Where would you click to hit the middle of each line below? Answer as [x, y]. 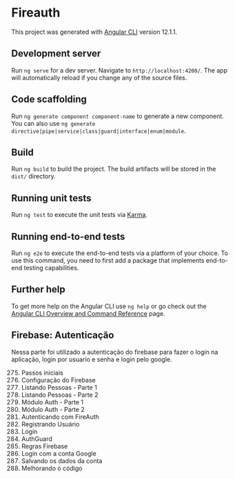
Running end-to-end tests [68, 236]
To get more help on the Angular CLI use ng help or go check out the [109, 306]
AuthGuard [37, 439]
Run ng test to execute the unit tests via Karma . [79, 215]
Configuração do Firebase [58, 380]
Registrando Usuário [50, 424]
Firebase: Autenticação [63, 336]
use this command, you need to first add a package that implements [108, 260]
